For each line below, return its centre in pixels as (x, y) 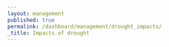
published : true (31, 20)
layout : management (36, 13)
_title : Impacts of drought (49, 33)
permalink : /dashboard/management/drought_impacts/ (84, 26)
